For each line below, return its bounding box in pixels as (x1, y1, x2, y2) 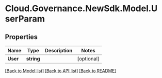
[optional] (77, 56, 99, 62)
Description (45, 47, 73, 54)
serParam (5, 13, 45, 24)
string (26, 56, 40, 62)
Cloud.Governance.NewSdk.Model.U (5, 3, 158, 14)
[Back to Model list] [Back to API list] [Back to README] (5, 68, 116, 74)
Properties (5, 33, 38, 41)
